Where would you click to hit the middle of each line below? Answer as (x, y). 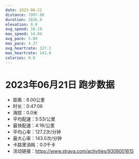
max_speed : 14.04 (24, 34)
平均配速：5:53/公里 (34, 119)
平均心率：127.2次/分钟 (37, 132)
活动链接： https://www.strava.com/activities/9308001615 (73, 151)
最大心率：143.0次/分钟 (37, 138)
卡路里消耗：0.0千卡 (34, 145)
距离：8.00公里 (29, 100)
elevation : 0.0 (21, 24)
